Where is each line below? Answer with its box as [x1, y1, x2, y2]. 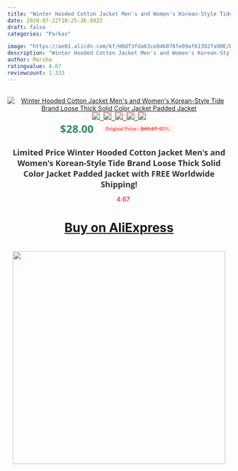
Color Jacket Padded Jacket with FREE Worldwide [23, 167, 215, 179]
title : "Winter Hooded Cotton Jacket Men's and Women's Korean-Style [7, 10, 217, 18]
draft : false [7, 23, 46, 31]
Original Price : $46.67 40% [105, 125, 170, 132]
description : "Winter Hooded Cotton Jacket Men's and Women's [7, 50, 195, 57]
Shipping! [100, 178, 138, 190]
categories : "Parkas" [7, 30, 72, 38]
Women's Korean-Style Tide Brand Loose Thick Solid [17, 157, 221, 169]
